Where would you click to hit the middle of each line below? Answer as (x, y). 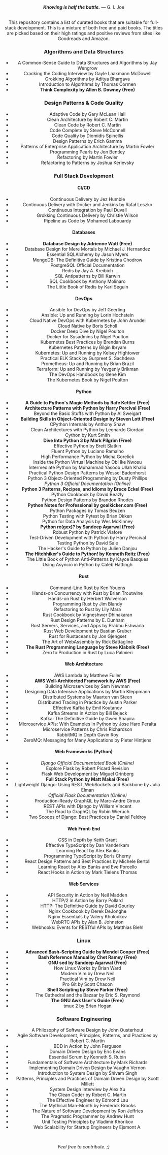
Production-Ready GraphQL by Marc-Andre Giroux (88, 800)
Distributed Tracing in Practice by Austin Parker (88, 702)
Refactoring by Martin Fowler (88, 157)
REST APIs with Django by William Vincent (88, 806)
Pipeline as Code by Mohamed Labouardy (88, 220)
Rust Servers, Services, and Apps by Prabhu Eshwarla (88, 625)
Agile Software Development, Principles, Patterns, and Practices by (87, 1035)
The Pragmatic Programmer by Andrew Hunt (88, 1116)
